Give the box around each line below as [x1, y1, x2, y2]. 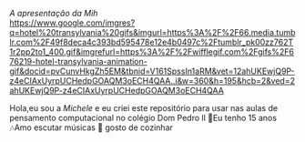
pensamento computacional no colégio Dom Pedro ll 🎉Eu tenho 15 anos [9, 113, 278, 123]
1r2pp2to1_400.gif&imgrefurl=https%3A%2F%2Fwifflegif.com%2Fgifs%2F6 [9, 46, 294, 57]
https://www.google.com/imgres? [9, 17, 136, 28]
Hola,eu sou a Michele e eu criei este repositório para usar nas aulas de [9, 103, 279, 113]
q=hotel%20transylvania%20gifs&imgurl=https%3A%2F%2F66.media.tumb [9, 27, 296, 37]
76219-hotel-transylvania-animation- [9, 56, 147, 66]
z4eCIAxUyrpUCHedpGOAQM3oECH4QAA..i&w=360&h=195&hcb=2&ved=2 [9, 76, 296, 86]
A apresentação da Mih [9, 8, 98, 18]
